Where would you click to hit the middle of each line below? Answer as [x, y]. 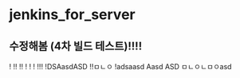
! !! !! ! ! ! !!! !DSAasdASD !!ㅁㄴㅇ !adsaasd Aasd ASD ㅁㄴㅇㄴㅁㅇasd [120, 66]
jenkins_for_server [72, 15]
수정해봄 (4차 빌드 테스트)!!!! [76, 46]
